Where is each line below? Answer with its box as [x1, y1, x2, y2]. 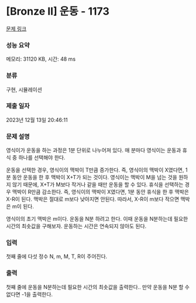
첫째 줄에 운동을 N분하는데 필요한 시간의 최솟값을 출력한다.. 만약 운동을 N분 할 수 [6, 283, 190, 290]
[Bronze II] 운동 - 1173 [6, 5, 110, 18]
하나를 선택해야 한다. [18, 154, 66, 161]
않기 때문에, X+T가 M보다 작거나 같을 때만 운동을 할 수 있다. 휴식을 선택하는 [12, 181, 184, 188]
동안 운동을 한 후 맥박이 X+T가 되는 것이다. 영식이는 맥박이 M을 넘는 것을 [12, 174, 177, 181]
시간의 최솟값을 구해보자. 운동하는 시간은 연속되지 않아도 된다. [6, 222, 147, 230]
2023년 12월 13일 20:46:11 [6, 116, 68, 123]
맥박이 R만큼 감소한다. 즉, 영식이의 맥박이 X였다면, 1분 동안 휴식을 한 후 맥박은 [12, 189, 189, 196]
